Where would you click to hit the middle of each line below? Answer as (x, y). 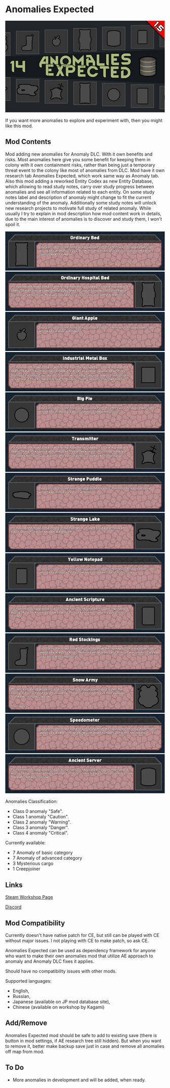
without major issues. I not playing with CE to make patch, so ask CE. (77, 940)
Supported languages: (28, 981)
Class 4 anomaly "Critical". (40, 833)
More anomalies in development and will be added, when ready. (79, 1080)
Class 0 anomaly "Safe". (38, 811)
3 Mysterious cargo (33, 864)
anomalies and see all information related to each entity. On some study (80, 192)
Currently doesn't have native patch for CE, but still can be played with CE (82, 935)
